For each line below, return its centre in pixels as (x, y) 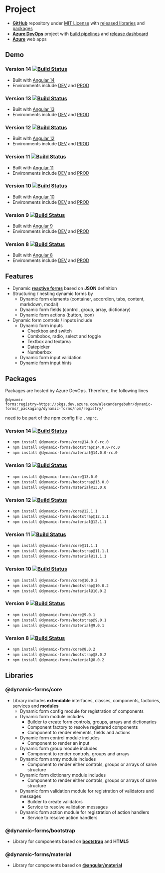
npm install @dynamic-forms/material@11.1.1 (59, 556)
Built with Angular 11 (33, 168)
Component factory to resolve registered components (82, 727)
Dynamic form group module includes (59, 748)
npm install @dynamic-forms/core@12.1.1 (55, 511)
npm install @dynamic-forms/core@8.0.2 (54, 650)
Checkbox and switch (50, 331)
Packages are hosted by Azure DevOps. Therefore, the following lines (77, 391)
